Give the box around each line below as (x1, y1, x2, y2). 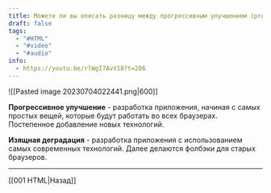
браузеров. (8, 152, 48, 162)
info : (8, 57, 27, 65)
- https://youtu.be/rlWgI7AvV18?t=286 (15, 65, 147, 73)
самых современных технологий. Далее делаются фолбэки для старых (8, 143, 256, 153)
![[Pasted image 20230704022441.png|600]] (8, 86, 159, 96)
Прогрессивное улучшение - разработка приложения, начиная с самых (8, 102, 261, 111)
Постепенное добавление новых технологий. (8, 119, 165, 129)
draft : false (8, 19, 52, 27)
